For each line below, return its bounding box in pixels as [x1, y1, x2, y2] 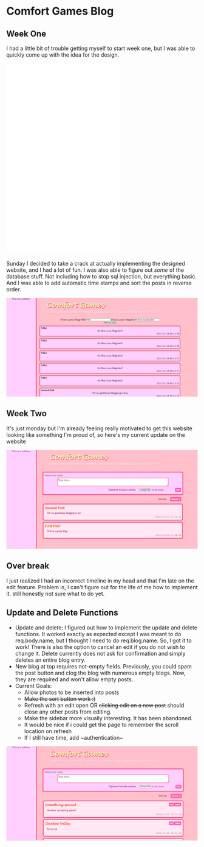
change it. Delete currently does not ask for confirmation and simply [15, 650, 186, 657]
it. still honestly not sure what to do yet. [6, 590, 105, 597]
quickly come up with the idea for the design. [6, 51, 120, 58]
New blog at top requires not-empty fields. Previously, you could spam [15, 662, 192, 670]
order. [6, 286, 21, 293]
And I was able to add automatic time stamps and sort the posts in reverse [6, 279, 192, 286]
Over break [6, 561, 50, 571]
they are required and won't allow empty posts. [15, 675, 134, 683]
